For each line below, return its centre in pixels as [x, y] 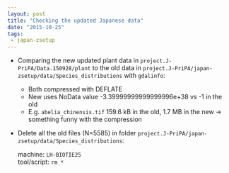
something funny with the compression [85, 119]
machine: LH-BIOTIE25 [49, 155]
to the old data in [117, 68]
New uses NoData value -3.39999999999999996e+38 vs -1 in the [125, 97]
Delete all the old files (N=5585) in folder [77, 133]
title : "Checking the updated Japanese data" [75, 21]
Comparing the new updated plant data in [78, 60]
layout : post [27, 14]
